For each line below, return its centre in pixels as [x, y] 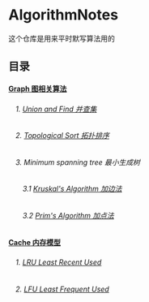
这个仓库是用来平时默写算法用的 [62, 38]
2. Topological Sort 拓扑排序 [62, 136]
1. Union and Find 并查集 [56, 109]
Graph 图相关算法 [38, 88]
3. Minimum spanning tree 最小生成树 [77, 162]
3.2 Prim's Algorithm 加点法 [68, 215]
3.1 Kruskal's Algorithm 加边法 [72, 189]
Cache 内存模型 [35, 242]
